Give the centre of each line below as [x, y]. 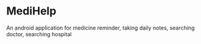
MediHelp [31, 11]
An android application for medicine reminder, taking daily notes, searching [100, 28]
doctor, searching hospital [39, 34]
